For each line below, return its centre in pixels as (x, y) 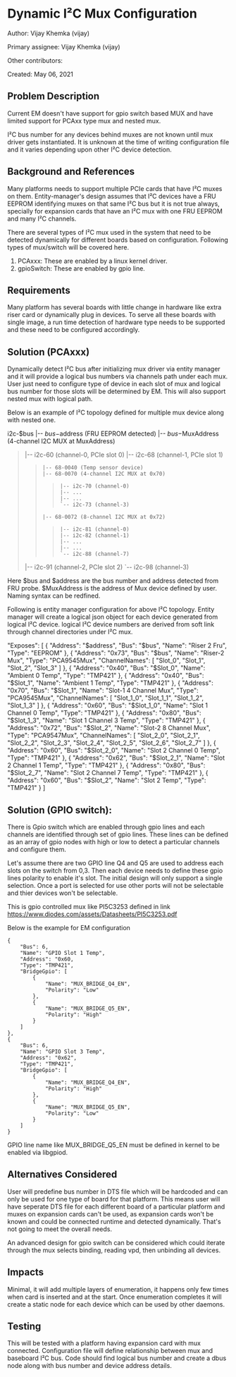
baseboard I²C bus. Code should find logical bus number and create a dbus (117, 1358)
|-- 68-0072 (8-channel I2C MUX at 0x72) (104, 517)
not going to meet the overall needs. (60, 1229)
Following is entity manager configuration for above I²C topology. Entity (111, 610)
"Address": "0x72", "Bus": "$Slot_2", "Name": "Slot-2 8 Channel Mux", (109, 728)
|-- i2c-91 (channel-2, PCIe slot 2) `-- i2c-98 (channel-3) (107, 567)
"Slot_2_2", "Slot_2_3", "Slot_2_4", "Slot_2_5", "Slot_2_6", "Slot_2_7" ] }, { (112, 743)
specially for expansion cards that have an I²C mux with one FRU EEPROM (115, 211)
